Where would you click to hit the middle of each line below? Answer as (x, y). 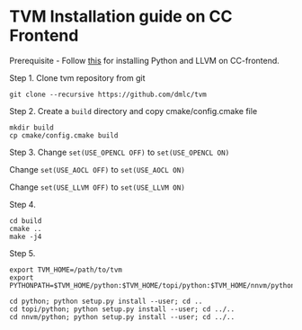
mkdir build (31, 128)
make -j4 (26, 236)
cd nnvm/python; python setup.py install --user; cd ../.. (122, 317)
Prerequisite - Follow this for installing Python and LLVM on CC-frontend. (145, 60)
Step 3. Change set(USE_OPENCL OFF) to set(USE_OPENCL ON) (120, 152)
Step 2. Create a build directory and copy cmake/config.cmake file (133, 111)
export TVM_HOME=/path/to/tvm (66, 270)
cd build (26, 221)
